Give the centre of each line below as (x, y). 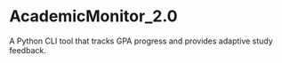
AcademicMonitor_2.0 (93, 16)
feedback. (28, 50)
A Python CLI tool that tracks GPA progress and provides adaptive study (141, 41)
